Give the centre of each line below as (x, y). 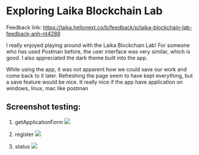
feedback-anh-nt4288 (33, 33)
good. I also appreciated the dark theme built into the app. (77, 58)
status (22, 146)
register (24, 134)
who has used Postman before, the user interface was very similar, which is (98, 51)
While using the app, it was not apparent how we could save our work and (97, 69)
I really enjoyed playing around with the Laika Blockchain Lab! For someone (98, 45)
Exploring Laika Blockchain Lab (84, 11)
